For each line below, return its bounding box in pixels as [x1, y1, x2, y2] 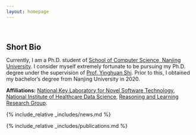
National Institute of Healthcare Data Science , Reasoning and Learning [6, 93, 179, 100]
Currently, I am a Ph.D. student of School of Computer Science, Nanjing [6, 56, 181, 63]
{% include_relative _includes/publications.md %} [6, 122, 128, 129]
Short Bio [6, 42, 42, 52]
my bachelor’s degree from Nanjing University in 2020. [6, 75, 141, 82]
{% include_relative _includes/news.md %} [6, 111, 111, 118]
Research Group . [6, 99, 48, 107]
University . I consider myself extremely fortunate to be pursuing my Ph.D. [6, 63, 186, 70]
